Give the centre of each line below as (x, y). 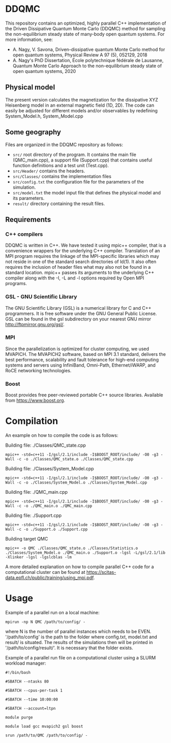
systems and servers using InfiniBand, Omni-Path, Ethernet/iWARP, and (80, 365)
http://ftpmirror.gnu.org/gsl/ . (35, 324)
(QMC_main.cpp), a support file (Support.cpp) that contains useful (82, 160)
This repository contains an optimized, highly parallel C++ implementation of (86, 23)
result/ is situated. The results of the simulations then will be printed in (79, 642)
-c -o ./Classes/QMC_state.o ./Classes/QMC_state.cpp (75, 459)
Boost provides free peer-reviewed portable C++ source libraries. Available (84, 395)
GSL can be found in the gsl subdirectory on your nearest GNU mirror (78, 319)
